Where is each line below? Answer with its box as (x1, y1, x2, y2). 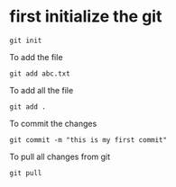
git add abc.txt (9, 69, 70, 78)
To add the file (9, 51, 63, 62)
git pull (9, 168, 42, 177)
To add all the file (9, 85, 74, 95)
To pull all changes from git (9, 151, 111, 162)
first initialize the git (9, 6, 162, 27)
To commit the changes (9, 118, 97, 129)
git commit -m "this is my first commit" (9, 135, 168, 145)
